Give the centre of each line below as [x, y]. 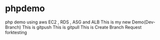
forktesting [16, 32]
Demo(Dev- [144, 22]
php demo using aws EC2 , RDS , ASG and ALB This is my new [68, 22]
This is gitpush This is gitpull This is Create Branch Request [82, 27]
